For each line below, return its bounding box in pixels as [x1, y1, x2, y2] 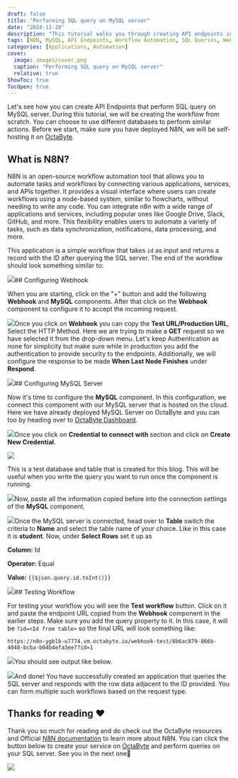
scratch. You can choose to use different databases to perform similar [7, 118, 212, 126]
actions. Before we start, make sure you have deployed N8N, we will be [7, 125, 216, 133]
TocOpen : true [7, 83, 50, 90]
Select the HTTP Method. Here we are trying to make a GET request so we [7, 327, 225, 336]
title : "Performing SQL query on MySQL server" [7, 17, 151, 24]
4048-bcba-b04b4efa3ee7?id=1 [7, 644, 93, 652]
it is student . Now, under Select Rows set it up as [7, 532, 152, 540]
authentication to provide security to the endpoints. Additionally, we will [7, 349, 216, 358]
